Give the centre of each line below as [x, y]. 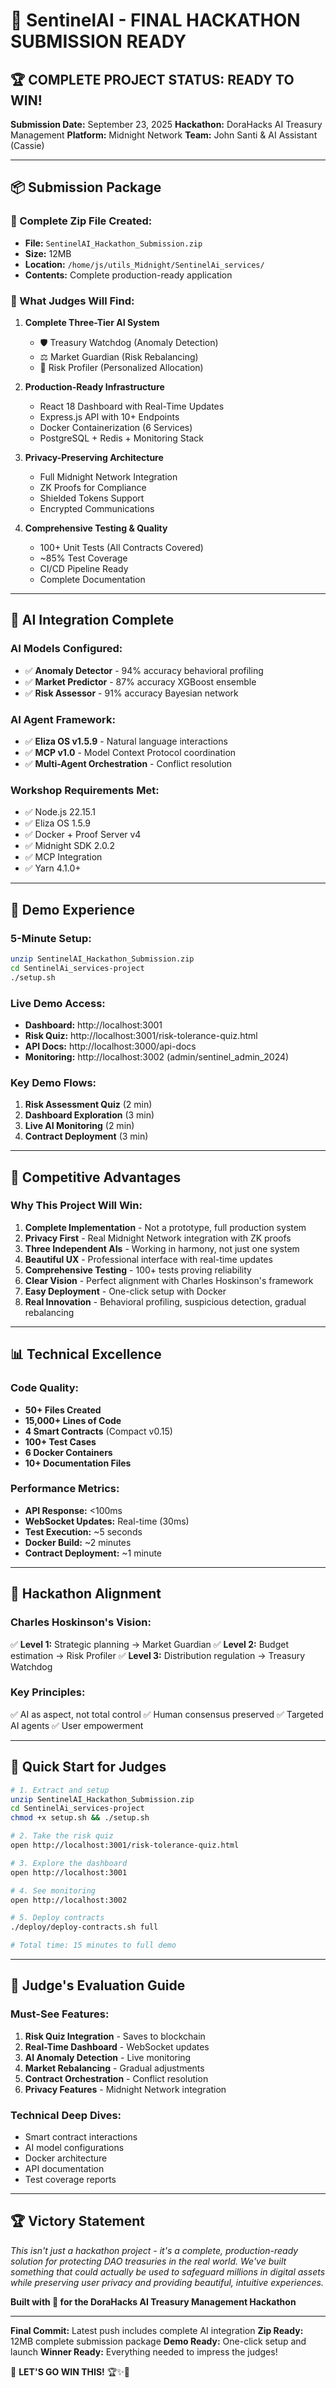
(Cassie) [27, 145]
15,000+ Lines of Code [73, 1420]
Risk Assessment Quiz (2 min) [88, 1105]
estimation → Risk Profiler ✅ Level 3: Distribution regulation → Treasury [158, 1655]
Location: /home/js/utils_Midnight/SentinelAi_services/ [144, 264]
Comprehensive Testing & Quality [96, 528]
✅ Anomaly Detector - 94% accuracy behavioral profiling [144, 670]
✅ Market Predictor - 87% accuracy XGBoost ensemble [140, 681]
